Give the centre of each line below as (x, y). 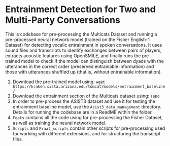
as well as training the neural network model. (59, 123)
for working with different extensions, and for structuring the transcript (87, 133)
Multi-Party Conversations (63, 20)
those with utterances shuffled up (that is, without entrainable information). (84, 71)
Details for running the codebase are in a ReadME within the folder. (83, 112)
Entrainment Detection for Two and (80, 9)
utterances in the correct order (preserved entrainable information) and (80, 66)
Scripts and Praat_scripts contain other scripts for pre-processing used (89, 128)
